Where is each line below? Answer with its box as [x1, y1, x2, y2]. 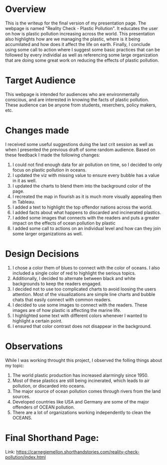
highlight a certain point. [12, 317, 63, 323]
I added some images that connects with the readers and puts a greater [12, 214, 160, 220]
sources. [12, 393, 31, 399]
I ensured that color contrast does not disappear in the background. [12, 323, 152, 329]
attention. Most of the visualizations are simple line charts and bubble [12, 291, 156, 297]
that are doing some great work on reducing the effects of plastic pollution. [5, 57, 160, 63]
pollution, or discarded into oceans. [12, 382, 86, 388]
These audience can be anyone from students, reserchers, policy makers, [5, 101, 157, 108]
